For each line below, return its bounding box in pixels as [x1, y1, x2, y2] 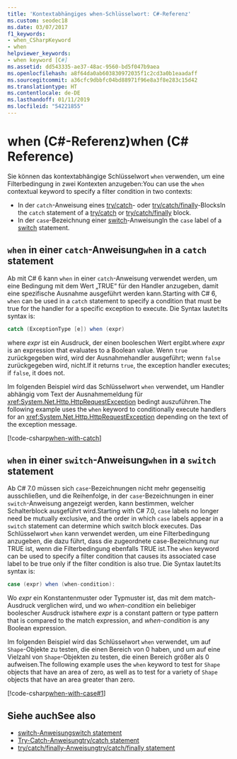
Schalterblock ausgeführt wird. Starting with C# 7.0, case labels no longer [7, 507, 219, 515]
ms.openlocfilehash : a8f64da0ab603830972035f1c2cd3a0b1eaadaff [7, 70, 198, 77]
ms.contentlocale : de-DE [7, 89, 81, 97]
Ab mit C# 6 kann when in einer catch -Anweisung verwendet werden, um [7, 274, 218, 283]
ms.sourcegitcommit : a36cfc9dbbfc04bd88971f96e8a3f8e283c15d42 [7, 76, 198, 84]
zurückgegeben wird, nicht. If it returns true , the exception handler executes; [7, 361, 231, 369]
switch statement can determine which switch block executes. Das [7, 522, 202, 530]
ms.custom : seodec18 [7, 17, 69, 24]
